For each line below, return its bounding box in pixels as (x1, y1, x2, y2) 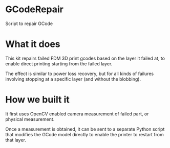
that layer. (5, 137, 27, 143)
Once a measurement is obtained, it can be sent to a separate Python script (5, 126, 165, 132)
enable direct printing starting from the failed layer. (5, 60, 113, 67)
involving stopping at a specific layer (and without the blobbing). (5, 76, 141, 82)
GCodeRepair (5, 4, 64, 15)
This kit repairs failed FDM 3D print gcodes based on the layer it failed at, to (5, 55, 165, 61)
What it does (5, 38, 60, 50)
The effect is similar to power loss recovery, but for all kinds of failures (5, 70, 154, 77)
